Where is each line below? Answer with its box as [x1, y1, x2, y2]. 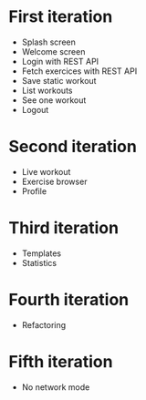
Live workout [21, 166, 71, 177]
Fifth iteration [8, 351, 113, 372]
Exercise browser [21, 176, 88, 187]
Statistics [21, 257, 57, 268]
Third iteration [8, 218, 120, 239]
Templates [21, 248, 61, 259]
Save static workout [21, 75, 97, 86]
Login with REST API [21, 56, 99, 67]
